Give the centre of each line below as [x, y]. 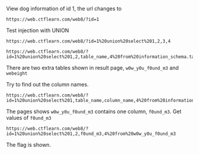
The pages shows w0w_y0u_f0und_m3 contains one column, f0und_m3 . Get [94, 111]
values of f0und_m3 [29, 118]
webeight [17, 73]
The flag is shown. [29, 145]
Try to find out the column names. [47, 84]
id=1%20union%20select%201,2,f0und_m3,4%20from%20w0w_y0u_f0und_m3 [91, 134]
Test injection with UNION [38, 30]
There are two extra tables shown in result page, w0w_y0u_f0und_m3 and [92, 68]
